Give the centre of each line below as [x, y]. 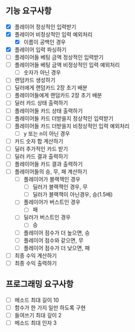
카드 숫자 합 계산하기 [39, 141]
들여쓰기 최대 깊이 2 [38, 315]
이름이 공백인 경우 [44, 42]
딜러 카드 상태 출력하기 [41, 103]
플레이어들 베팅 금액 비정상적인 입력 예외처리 [67, 65]
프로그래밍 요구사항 [40, 284]
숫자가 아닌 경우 [42, 72]
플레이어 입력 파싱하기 [41, 50]
